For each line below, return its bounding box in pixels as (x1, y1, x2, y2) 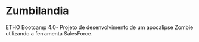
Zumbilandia (5, 4, 69, 18)
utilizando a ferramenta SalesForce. (5, 30, 93, 37)
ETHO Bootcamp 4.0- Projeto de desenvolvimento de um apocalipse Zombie (5, 24, 194, 31)
